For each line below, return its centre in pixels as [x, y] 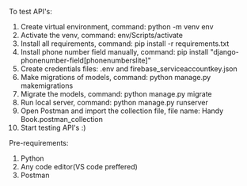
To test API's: [30, 11]
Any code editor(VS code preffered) [79, 167]
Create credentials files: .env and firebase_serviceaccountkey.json [129, 69]
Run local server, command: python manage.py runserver [114, 102]
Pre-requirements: [39, 143]
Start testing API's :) [53, 127]
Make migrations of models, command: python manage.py [116, 77]
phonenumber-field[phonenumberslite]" [85, 60]
